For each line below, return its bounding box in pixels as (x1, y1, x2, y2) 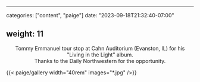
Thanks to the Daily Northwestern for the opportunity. (34, 57, 166, 64)
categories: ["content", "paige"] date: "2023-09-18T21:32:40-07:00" (6, 12, 174, 18)
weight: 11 (6, 29, 43, 39)
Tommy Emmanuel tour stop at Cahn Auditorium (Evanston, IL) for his (15, 45, 185, 52)
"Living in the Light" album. (66, 51, 134, 58)
